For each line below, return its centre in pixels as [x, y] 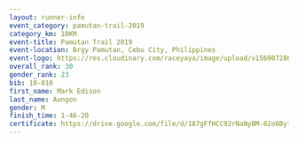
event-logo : [31, 58]
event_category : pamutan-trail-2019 [77, 26]
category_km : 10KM [43, 34]
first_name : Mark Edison [55, 91]
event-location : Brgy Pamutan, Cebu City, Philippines [113, 50]
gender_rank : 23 [39, 75]
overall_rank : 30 [41, 67]
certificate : [33, 124]
